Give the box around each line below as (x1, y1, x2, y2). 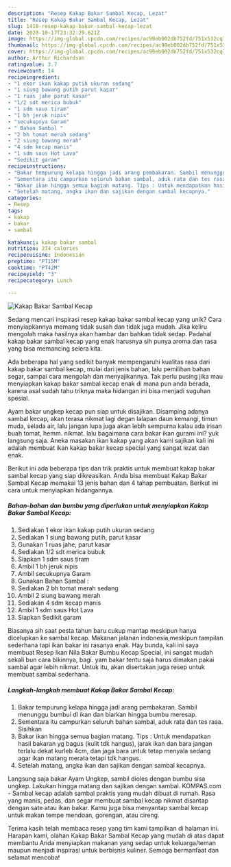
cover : (8, 49, 27, 55)
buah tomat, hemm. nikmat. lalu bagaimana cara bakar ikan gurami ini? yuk (8, 429, 219, 437)
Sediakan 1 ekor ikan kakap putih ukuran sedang (17, 526, 155, 534)
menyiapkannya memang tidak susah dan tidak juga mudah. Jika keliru (8, 323, 208, 331)
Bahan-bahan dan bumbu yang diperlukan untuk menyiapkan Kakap (8, 501, 209, 510)
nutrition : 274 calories (8, 245, 79, 252)
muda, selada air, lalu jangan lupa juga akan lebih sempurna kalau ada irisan (8, 422, 222, 430)
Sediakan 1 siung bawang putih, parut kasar (17, 533, 141, 542)
